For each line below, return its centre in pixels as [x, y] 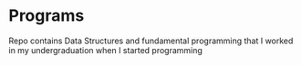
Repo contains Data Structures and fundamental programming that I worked [151, 41]
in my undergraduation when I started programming [105, 50]
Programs [47, 16]
